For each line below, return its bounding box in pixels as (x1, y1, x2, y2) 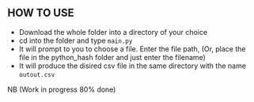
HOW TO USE (7, 6, 74, 20)
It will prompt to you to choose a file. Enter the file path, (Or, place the (18, 43, 246, 54)
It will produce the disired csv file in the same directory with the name (18, 61, 247, 70)
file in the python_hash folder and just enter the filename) (18, 52, 207, 62)
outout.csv (18, 70, 55, 78)
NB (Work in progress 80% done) (7, 85, 116, 94)
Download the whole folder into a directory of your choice (18, 27, 207, 36)
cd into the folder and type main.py (18, 36, 133, 45)
